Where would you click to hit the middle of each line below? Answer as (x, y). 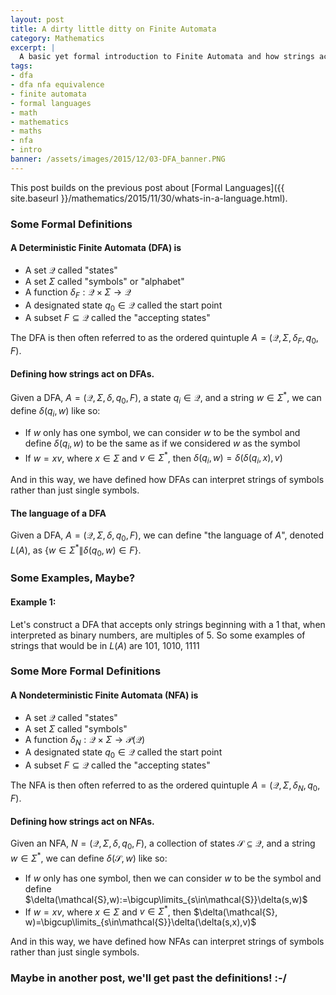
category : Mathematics (57, 38)
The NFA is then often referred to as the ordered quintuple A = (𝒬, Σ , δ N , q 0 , (165, 786)
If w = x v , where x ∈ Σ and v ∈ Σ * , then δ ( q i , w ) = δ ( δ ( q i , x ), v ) (153, 458)
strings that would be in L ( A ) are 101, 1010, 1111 (105, 645)
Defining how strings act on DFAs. (82, 373)
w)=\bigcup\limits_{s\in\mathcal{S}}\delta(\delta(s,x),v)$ (140, 922)
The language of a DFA (58, 513)
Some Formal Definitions (71, 224)
